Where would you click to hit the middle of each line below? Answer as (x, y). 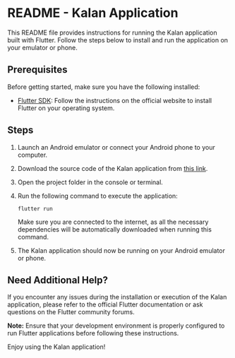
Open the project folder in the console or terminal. (90, 182)
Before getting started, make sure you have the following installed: (104, 87)
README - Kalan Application (93, 13)
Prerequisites (37, 70)
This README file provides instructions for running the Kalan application (112, 32)
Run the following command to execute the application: (97, 196)
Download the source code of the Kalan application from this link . (113, 168)
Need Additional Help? (58, 280)
